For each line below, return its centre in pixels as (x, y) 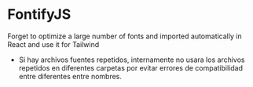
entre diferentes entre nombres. (70, 76)
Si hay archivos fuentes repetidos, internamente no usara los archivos (132, 60)
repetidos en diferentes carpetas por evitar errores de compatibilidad (130, 67)
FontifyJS (39, 14)
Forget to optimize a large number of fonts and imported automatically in (125, 36)
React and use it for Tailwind (53, 44)
